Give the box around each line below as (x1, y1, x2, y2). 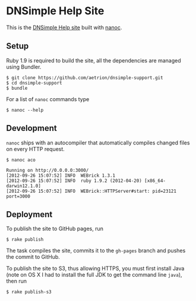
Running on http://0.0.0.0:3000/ (6, 167, 89, 173)
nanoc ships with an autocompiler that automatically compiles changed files (6, 139, 190, 146)
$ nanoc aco (6, 156, 36, 163)
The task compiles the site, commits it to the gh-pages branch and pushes (6, 247, 186, 254)
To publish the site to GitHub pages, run (6, 225, 104, 233)
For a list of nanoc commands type (6, 95, 90, 102)
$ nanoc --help (6, 107, 44, 113)
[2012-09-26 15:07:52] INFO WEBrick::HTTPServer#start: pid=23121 (6, 188, 177, 194)
